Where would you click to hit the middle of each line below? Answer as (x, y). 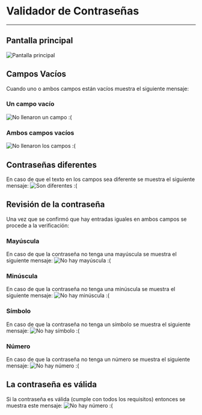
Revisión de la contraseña (56, 205)
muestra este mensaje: (35, 405)
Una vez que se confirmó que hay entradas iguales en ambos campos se (96, 219)
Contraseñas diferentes (52, 164)
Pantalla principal (40, 41)
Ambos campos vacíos (40, 132)
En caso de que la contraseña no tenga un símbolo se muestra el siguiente (99, 324)
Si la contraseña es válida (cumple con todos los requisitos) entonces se (96, 399)
